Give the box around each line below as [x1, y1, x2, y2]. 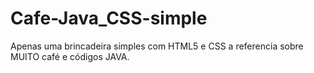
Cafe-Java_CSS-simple [10, 7, 208, 30]
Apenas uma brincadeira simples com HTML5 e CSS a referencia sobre [10, 40, 304, 52]
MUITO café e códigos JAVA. [10, 50, 130, 62]
